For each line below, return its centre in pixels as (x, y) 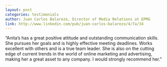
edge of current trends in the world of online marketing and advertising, (79, 54)
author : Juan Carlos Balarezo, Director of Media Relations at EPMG (78, 19)
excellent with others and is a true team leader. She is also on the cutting (80, 48)
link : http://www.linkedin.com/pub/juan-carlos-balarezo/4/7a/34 (74, 24)
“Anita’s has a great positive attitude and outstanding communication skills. (82, 38)
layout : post (19, 10)
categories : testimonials (32, 14)
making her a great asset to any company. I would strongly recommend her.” (83, 59)
